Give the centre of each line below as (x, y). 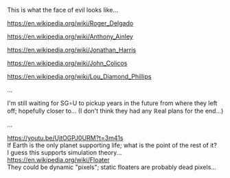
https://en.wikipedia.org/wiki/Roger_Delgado (70, 23)
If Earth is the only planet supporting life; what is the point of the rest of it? (112, 145)
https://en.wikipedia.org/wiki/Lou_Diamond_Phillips (79, 76)
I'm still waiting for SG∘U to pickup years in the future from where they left (112, 103)
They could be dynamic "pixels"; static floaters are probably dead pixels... (112, 167)
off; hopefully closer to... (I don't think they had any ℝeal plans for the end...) (115, 111)
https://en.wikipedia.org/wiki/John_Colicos (67, 63)
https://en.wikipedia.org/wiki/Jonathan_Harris (71, 50)
